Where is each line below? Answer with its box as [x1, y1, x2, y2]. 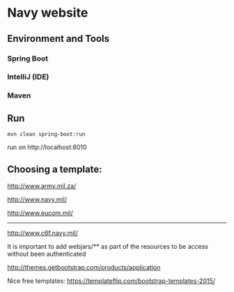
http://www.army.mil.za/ [7, 181, 77, 190]
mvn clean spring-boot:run [7, 131, 86, 138]
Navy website [7, 5, 88, 21]
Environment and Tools [7, 33, 110, 45]
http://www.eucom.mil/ [7, 208, 73, 217]
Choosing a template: [7, 163, 102, 175]
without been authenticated [7, 249, 86, 258]
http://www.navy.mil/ [7, 195, 68, 203]
